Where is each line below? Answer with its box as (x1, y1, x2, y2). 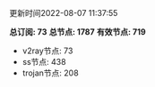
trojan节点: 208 (22, 67, 79, 78)
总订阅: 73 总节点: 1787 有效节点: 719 (9, 27, 146, 37)
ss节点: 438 (22, 57, 66, 67)
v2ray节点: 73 (22, 45, 73, 56)
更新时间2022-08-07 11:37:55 (9, 8, 118, 18)
